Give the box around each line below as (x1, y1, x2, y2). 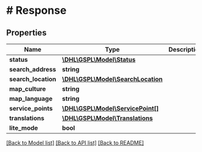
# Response (6, 4, 67, 17)
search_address (9, 65, 57, 73)
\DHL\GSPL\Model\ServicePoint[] (62, 105, 159, 112)
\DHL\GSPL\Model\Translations (62, 114, 153, 122)
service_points (9, 105, 53, 112)
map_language (9, 94, 53, 103)
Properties (6, 28, 47, 38)
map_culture (9, 85, 46, 93)
